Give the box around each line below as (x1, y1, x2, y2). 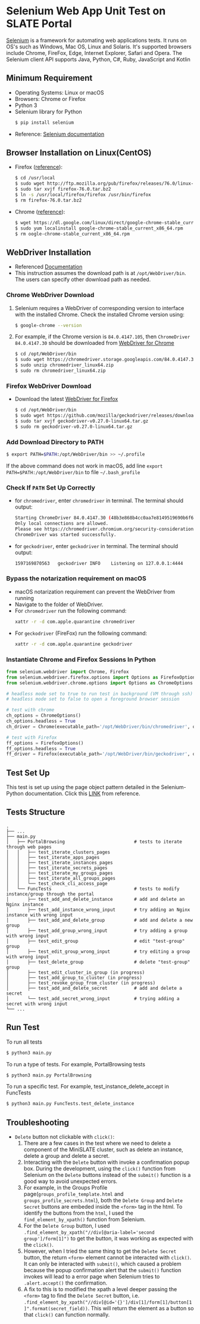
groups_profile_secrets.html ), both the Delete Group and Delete (23, 1197, 183, 1204)
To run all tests (6, 1038, 43, 1045)
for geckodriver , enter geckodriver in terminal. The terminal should (14, 542, 179, 549)
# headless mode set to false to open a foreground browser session (6, 696, 180, 702)
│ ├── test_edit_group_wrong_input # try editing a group (6, 949, 190, 955)
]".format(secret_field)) (23, 1306, 88, 1312)
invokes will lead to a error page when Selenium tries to (23, 1273, 160, 1280)
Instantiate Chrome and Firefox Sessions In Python (6, 655, 156, 663)
